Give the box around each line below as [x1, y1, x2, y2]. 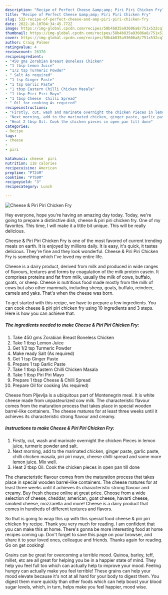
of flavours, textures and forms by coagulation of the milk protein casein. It [5, 269, 159, 275]
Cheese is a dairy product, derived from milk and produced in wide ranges [5, 264, 158, 269]
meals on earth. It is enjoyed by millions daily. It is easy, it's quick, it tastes [5, 243, 158, 249]
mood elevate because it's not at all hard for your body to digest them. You [5, 573, 159, 579]
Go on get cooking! [5, 542, 45, 548]
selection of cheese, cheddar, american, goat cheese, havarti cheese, [5, 495, 149, 501]
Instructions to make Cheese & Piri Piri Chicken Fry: [5, 425, 115, 431]
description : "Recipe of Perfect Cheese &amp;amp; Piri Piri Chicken [5, 7, 153, 13]
